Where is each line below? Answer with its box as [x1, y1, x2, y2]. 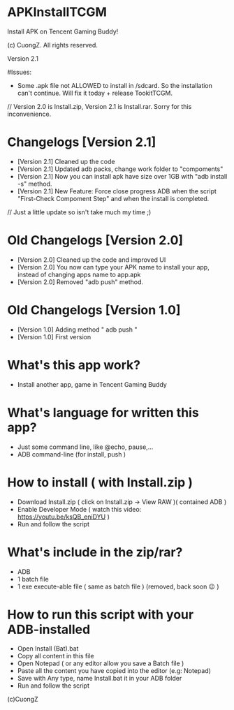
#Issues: [7, 68, 32, 76]
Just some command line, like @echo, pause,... [17, 443, 154, 451]
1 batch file [17, 575, 49, 583]
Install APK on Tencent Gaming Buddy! [7, 27, 119, 36]
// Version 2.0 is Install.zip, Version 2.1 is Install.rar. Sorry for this [7, 102, 192, 110]
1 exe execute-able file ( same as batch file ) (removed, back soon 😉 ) [17, 582, 219, 591]
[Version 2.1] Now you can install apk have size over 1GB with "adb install [17, 172, 228, 180]
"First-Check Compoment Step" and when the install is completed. [17, 194, 210, 202]
